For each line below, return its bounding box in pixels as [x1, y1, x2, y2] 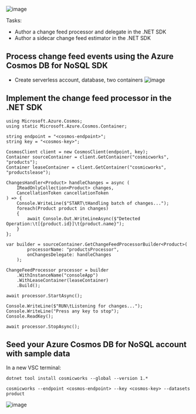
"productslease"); [6, 169, 51, 176]
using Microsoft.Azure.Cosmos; [6, 118, 83, 124]
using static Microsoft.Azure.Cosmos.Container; [6, 123, 127, 129]
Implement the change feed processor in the [6, 93, 172, 103]
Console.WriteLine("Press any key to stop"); [6, 308, 119, 314]
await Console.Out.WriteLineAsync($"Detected [27, 216, 141, 221]
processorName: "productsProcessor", [27, 247, 119, 253]
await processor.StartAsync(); [6, 292, 83, 299]
